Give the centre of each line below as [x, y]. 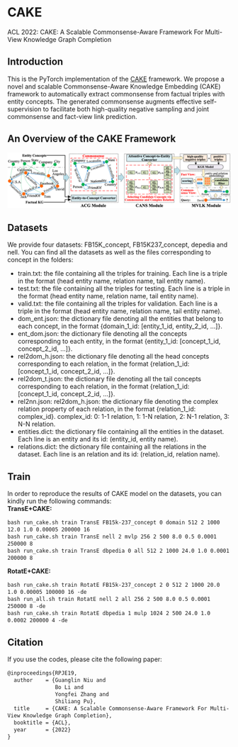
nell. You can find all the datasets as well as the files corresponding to [109, 252]
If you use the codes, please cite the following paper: [85, 659]
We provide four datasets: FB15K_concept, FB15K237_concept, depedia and [118, 245]
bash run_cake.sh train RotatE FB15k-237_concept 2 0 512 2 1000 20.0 [114, 585]
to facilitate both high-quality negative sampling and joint [126, 109]
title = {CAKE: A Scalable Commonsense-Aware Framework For [110, 709]
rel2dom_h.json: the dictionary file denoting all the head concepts [113, 356]
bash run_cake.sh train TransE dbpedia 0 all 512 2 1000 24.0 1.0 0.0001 [119, 551]
